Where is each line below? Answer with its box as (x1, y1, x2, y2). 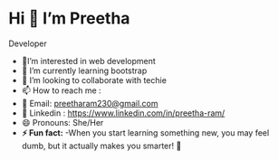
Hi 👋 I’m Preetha (8, 8, 130, 29)
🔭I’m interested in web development (21, 55, 156, 66)
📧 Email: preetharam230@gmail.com (21, 98, 158, 108)
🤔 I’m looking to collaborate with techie (21, 74, 167, 85)
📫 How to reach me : (21, 85, 101, 96)
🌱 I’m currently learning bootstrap (21, 65, 148, 76)
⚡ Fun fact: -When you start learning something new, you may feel (21, 127, 270, 138)
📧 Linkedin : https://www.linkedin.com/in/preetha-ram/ (21, 108, 225, 118)
